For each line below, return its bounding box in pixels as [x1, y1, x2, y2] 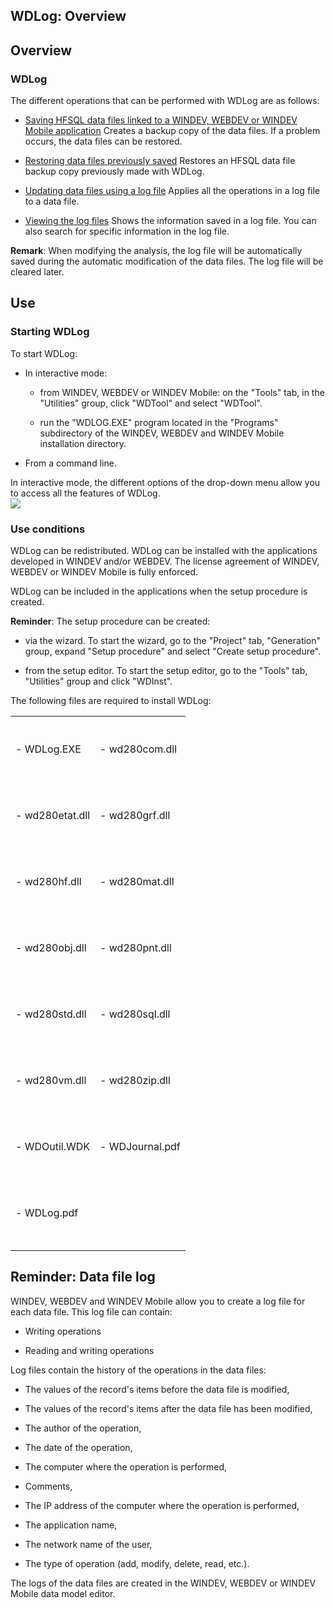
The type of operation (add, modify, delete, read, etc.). [24, 1557, 250, 1569]
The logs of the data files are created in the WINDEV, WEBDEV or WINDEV [10, 1577, 317, 1589]
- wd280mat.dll [99, 875, 175, 889]
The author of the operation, [24, 1422, 142, 1434]
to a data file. [24, 195, 80, 208]
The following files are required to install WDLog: [10, 695, 212, 707]
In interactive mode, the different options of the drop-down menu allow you [10, 476, 321, 488]
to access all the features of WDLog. [10, 487, 161, 499]
